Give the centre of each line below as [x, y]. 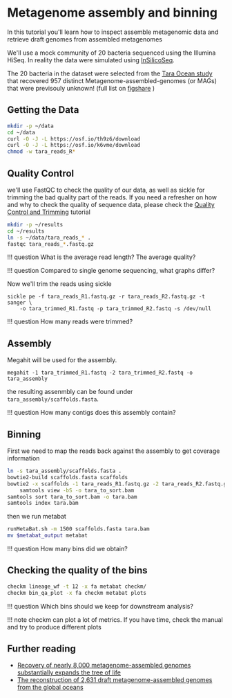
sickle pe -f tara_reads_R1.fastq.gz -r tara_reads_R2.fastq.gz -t [106, 297]
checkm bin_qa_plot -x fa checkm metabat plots [77, 593]
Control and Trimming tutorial [49, 212]
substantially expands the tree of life [69, 672]
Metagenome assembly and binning [112, 13]
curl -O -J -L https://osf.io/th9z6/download [74, 139]
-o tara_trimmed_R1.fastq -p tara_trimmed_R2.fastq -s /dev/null [116, 309]
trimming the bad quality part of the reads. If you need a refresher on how [112, 197]
